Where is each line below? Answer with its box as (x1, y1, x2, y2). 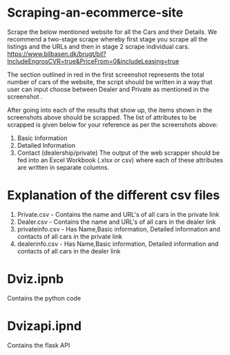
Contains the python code (7, 294, 82, 302)
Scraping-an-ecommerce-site (7, 5, 184, 21)
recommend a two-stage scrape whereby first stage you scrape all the (7, 35, 208, 43)
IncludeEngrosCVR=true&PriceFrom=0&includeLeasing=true (7, 57, 180, 65)
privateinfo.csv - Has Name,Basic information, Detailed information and (17, 224, 221, 233)
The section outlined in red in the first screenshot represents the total (7, 70, 204, 79)
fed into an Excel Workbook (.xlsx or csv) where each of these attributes (17, 155, 223, 164)
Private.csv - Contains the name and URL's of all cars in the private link (17, 210, 220, 218)
